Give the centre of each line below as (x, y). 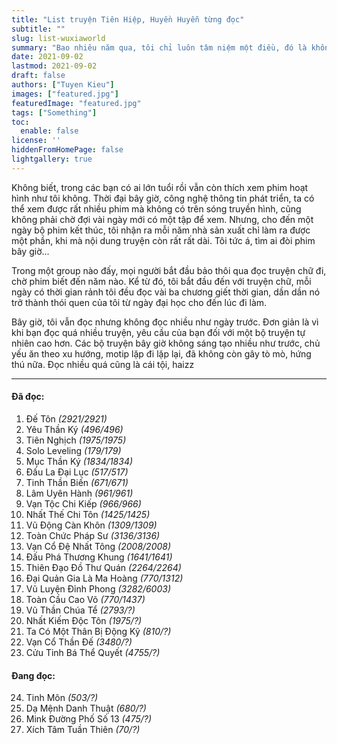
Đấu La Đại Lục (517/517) (77, 472)
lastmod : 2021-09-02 (54, 66)
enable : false (49, 131)
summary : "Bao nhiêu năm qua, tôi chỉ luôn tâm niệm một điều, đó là (159, 47)
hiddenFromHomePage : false (67, 150)
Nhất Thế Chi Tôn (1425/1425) (88, 514)
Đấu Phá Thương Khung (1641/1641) (99, 557)
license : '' (36, 141)
